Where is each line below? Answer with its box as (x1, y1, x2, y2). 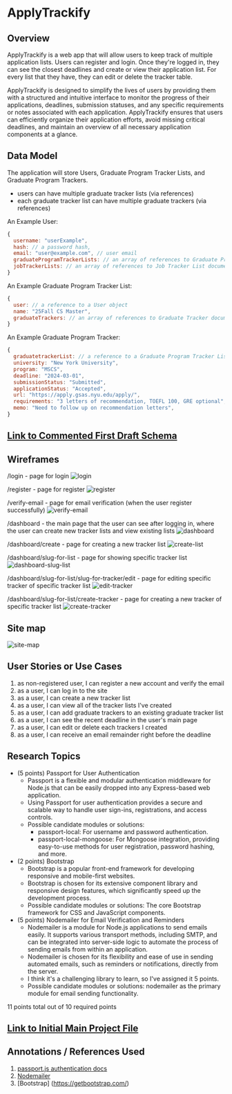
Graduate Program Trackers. (7, 176, 88, 184)
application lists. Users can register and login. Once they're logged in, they (7, 58, 220, 66)
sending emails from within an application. (27, 945, 148, 953)
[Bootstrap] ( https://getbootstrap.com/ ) (17, 1079, 130, 1087)
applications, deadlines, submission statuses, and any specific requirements (7, 101, 224, 109)
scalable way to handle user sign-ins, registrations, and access (27, 805, 207, 813)
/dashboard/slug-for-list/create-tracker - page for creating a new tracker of (7, 595, 222, 603)
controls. (27, 813, 53, 821)
